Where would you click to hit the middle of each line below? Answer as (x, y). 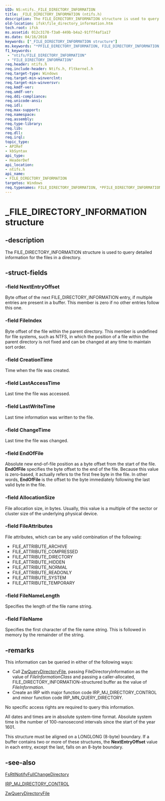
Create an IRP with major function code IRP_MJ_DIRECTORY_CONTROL (84, 693)
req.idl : (14, 106)
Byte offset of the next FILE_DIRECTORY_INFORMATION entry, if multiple (79, 297)
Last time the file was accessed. (38, 394)
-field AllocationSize (30, 498)
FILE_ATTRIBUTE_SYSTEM (39, 578)
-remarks (20, 650)
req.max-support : (23, 110)
